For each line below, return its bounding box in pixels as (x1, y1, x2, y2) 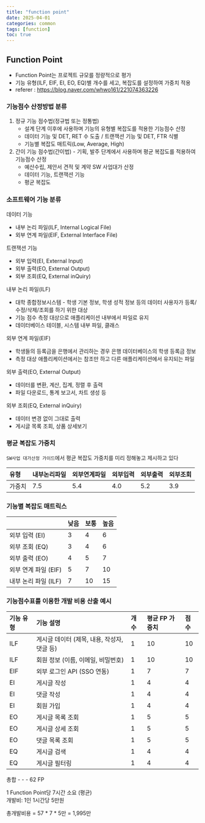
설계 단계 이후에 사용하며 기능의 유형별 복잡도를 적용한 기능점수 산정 (24, 125, 186, 132)
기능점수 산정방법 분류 (6, 102, 67, 111)
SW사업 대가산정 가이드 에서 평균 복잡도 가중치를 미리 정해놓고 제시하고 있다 (6, 454, 179, 461)
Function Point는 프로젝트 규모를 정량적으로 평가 (15, 71, 132, 78)
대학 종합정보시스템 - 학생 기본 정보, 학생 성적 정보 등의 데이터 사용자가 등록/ (15, 298, 197, 306)
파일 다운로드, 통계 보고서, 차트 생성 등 (15, 389, 107, 396)
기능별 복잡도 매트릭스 (6, 502, 67, 510)
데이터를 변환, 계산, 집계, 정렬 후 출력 (15, 381, 103, 389)
